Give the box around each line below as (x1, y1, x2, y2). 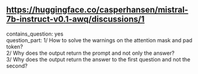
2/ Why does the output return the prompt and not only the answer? (6, 49, 175, 57)
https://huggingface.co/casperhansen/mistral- (6, 5, 188, 15)
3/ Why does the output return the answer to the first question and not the (6, 55, 191, 63)
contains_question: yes (6, 30, 63, 37)
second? (6, 62, 28, 69)
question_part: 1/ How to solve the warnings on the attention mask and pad (6, 36, 193, 44)
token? (6, 43, 23, 50)
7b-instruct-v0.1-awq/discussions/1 (6, 14, 145, 25)
